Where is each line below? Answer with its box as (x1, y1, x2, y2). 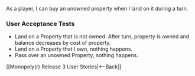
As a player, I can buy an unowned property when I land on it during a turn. (6, 5, 188, 12)
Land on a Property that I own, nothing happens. (14, 45, 133, 52)
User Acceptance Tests (6, 19, 75, 28)
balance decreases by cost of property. (14, 39, 111, 47)
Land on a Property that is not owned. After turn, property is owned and (14, 33, 190, 40)
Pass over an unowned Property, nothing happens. (14, 52, 139, 59)
